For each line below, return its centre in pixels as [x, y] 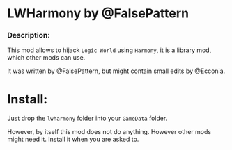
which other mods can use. [46, 58]
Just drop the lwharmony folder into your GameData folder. [87, 118]
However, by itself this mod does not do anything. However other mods [109, 132]
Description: [29, 35]
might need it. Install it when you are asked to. [73, 139]
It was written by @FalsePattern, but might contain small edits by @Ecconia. [116, 71]
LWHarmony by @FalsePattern [98, 14]
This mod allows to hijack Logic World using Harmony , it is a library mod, [109, 50]
